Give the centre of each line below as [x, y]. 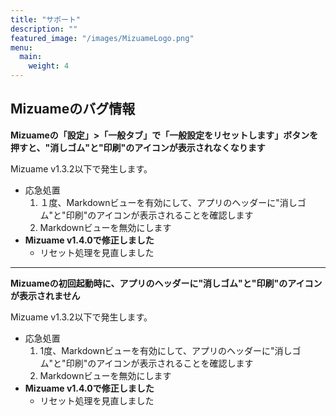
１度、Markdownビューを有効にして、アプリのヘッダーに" [159, 202]
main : [31, 57]
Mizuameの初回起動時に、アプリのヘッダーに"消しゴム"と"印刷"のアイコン [166, 283]
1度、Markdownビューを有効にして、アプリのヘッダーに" [157, 350]
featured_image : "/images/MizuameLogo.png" [102, 38]
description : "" [44, 29]
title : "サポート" [46, 19]
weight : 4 [49, 66]
